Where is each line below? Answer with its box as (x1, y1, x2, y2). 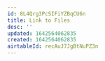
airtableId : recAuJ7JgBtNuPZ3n (7, 43, 99, 50)
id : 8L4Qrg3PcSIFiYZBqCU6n (7, 10, 86, 18)
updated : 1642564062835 (7, 29, 77, 37)
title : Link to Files (7, 17, 71, 24)
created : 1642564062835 (7, 36, 77, 43)
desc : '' (7, 23, 33, 30)
